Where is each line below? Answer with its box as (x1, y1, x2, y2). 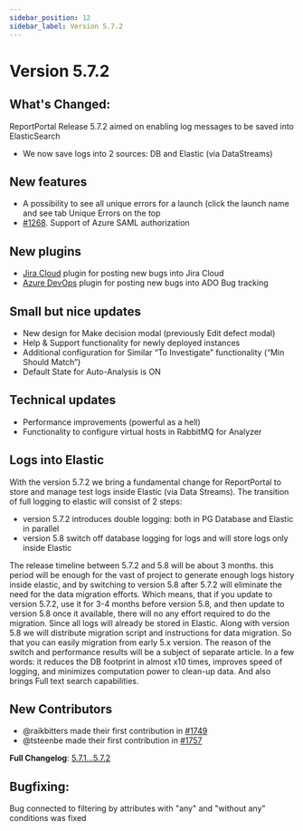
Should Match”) (22, 356, 81, 367)
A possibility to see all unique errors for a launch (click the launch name (22, 198, 289, 209)
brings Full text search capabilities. (9, 675, 139, 686)
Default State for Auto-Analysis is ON (22, 366, 161, 377)
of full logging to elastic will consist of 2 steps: (9, 496, 183, 507)
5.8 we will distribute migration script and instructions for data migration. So (9, 627, 292, 638)
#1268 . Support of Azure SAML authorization (22, 217, 190, 228)
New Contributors (9, 701, 113, 717)
